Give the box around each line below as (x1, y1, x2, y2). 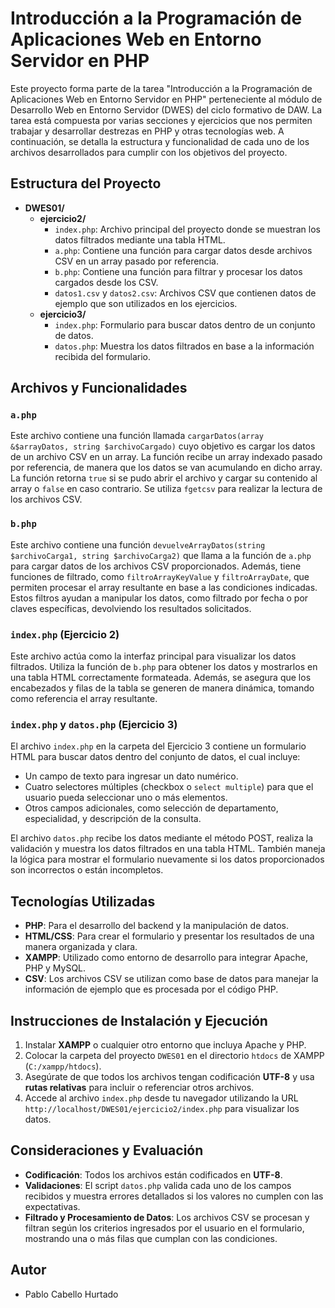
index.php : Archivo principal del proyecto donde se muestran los (54, 223, 321, 235)
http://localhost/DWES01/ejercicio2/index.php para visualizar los (24, 1102, 300, 1114)
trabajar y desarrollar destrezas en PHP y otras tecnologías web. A (10, 125, 285, 137)
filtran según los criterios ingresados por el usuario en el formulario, (24, 1222, 305, 1234)
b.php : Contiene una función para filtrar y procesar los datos (54, 265, 303, 277)
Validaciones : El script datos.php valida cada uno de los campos (24, 1179, 292, 1191)
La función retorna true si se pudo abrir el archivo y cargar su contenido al (10, 472, 318, 484)
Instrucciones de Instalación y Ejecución (10, 1012, 268, 1029)
